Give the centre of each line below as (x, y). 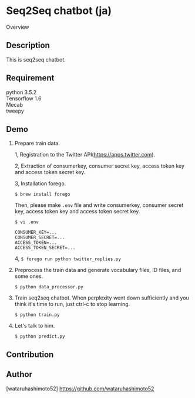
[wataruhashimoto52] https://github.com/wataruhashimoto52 (80, 389)
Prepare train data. (37, 143)
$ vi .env (27, 222)
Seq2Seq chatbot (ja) (59, 11)
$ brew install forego (42, 195)
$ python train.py (37, 315)
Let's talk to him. (35, 326)
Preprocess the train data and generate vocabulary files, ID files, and (98, 270)
